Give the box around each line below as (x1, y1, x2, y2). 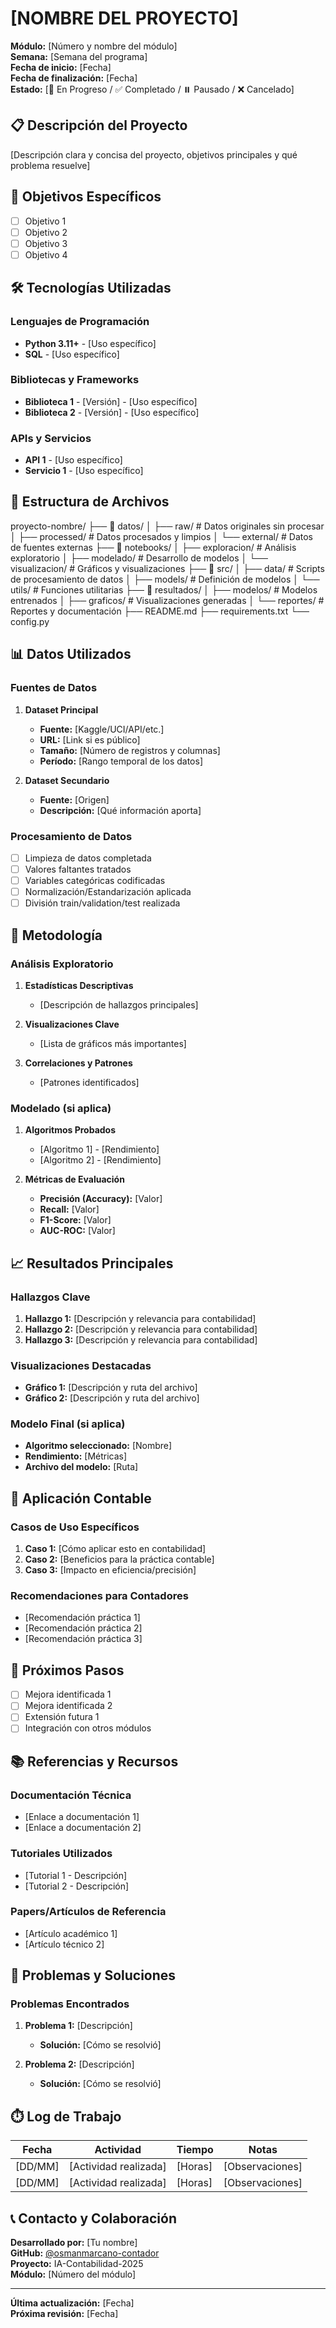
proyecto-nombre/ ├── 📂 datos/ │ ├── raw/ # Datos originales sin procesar (10, 520, 325, 532)
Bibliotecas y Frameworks (10, 373, 140, 387)
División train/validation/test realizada (24, 897, 181, 909)
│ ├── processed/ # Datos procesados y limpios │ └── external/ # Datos (10, 530, 313, 542)
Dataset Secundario (24, 774, 110, 786)
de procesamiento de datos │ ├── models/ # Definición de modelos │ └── (10, 573, 320, 585)
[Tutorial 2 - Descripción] (24, 1880, 130, 1892)
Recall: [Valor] (39, 1203, 100, 1216)
